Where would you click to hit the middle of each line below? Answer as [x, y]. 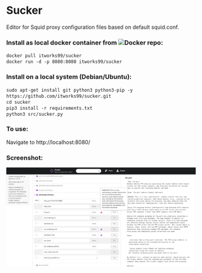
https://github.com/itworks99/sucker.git [59, 96]
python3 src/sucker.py [35, 114]
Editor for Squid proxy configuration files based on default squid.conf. [93, 27]
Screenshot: [25, 158]
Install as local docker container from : [85, 43]
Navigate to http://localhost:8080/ [48, 142]
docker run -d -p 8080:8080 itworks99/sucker [64, 62]
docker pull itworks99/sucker [44, 56]
